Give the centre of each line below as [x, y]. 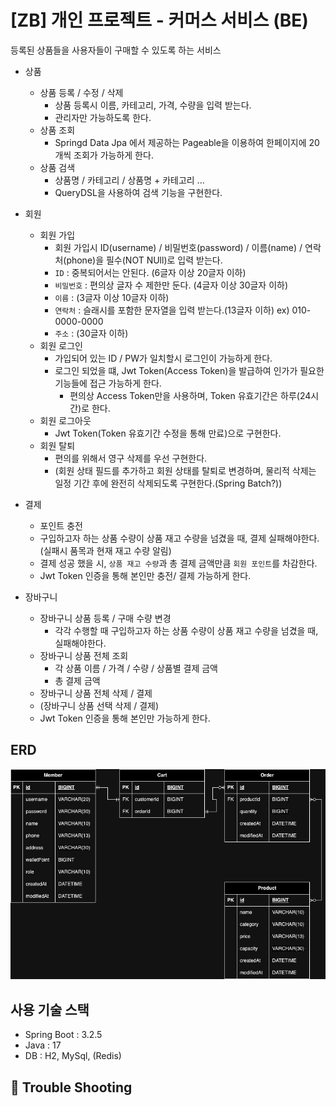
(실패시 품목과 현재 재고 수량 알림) [105, 550]
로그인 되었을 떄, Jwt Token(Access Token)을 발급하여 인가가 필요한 [189, 370]
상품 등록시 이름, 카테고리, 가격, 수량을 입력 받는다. [153, 105]
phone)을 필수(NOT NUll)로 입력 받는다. [144, 260]
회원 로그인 [61, 345]
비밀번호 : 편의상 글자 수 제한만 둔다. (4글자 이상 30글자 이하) [171, 285]
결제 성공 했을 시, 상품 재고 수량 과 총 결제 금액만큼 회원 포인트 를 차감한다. [178, 563]
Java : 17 [43, 1045]
